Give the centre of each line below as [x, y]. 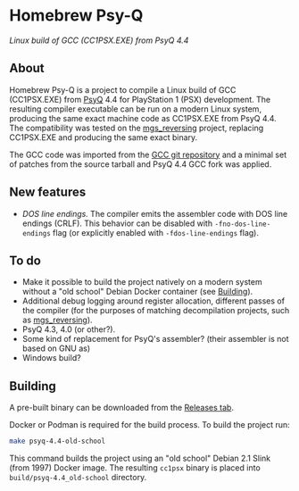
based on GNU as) [56, 348]
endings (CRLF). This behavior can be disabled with [117, 223]
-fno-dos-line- [242, 224]
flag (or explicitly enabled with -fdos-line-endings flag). [155, 232]
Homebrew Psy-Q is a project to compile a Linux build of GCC [123, 89]
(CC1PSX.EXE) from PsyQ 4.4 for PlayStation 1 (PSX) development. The [140, 99]
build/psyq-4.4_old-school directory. [78, 478]
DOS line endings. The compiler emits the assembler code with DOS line [155, 213]
